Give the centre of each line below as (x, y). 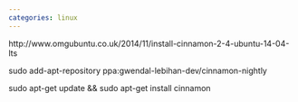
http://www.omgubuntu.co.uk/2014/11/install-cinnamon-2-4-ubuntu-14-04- (149, 43)
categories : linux (43, 18)
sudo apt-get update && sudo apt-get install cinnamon (110, 88)
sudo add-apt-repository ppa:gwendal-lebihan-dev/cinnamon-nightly (138, 70)
